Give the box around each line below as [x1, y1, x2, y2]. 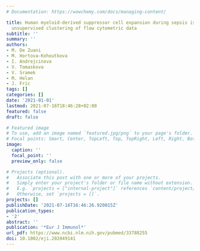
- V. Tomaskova [6, 64, 44, 70]
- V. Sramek [6, 69, 36, 75]
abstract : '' [6, 219, 39, 225]
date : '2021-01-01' [6, 97, 55, 103]
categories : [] [6, 92, 44, 98]
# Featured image [6, 125, 49, 131]
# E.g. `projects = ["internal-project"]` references [6, 186, 148, 192]
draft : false [6, 114, 39, 120]
